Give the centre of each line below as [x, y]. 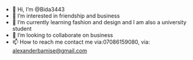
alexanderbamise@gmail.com [50, 51]
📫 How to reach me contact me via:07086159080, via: [81, 42]
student [22, 28]
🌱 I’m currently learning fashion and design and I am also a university [99, 22]
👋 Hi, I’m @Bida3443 [38, 9]
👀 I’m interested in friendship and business [66, 16]
